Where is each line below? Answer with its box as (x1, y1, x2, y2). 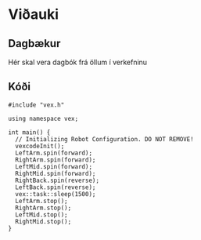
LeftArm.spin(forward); (15, 149, 92, 157)
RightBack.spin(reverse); (15, 176, 100, 184)
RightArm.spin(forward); (15, 155, 96, 164)
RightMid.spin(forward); (15, 169, 96, 177)
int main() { (8, 128, 51, 136)
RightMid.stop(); (15, 217, 72, 225)
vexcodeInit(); (15, 142, 65, 150)
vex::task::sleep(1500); (15, 190, 96, 198)
